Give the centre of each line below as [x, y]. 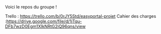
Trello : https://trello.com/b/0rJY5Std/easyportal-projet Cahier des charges [81, 16]
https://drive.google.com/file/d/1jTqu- [44, 21]
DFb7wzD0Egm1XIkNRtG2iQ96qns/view [45, 26]
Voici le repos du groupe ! [31, 7]
